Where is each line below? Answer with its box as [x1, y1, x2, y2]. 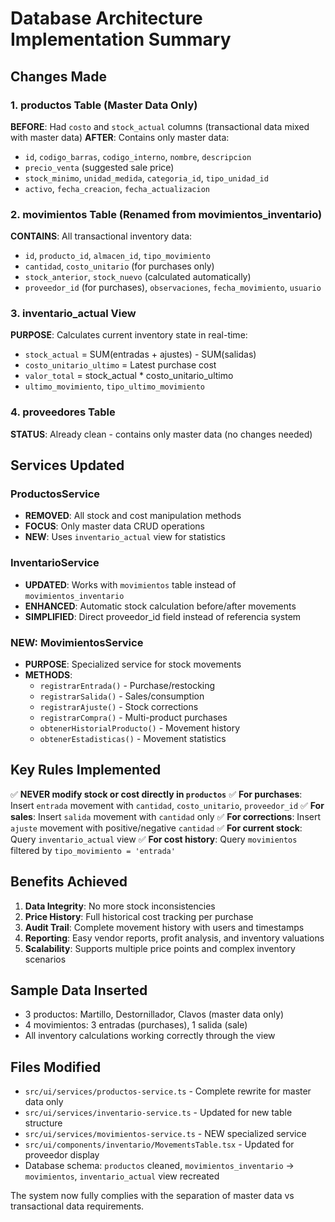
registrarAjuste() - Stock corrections [39, 701, 199, 713]
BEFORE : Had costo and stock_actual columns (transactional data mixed [10, 120, 310, 132]
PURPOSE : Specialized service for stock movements [24, 658, 242, 671]
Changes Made [10, 68, 107, 85]
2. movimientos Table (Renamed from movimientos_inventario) [10, 207, 323, 221]
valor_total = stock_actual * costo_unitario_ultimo [24, 370, 234, 382]
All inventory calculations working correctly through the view [24, 1030, 276, 1042]
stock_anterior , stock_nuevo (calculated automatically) [24, 271, 252, 283]
